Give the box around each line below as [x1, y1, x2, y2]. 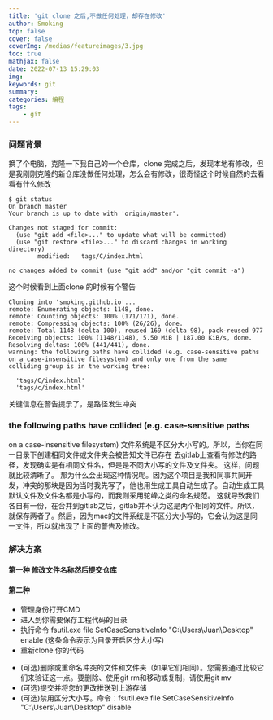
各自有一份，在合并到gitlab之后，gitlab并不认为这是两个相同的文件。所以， [8, 500, 259, 510]
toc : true [8, 50, 42, 58]
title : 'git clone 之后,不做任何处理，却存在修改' [8, 11, 167, 20]
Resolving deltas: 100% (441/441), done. [8, 341, 151, 349]
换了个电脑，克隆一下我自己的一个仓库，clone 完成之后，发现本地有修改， [8, 159, 258, 169]
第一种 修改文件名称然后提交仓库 [8, 565, 118, 575]
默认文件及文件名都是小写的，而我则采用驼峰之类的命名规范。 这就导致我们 [8, 490, 260, 500]
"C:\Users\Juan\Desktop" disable [19, 702, 132, 713]
